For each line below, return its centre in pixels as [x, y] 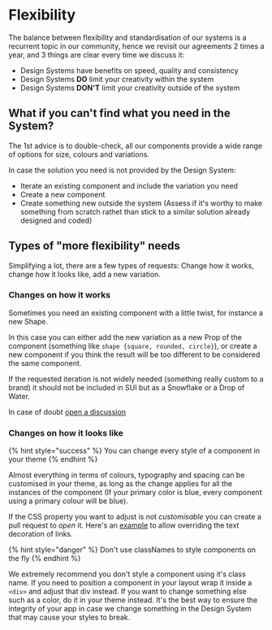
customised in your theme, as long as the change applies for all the [121, 484]
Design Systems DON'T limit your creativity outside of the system [130, 88]
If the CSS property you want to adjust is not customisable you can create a [135, 517]
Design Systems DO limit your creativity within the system [117, 79]
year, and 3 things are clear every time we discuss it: [97, 54]
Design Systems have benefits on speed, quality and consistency [129, 70]
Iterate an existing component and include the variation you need [129, 185]
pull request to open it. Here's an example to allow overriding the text [124, 525]
